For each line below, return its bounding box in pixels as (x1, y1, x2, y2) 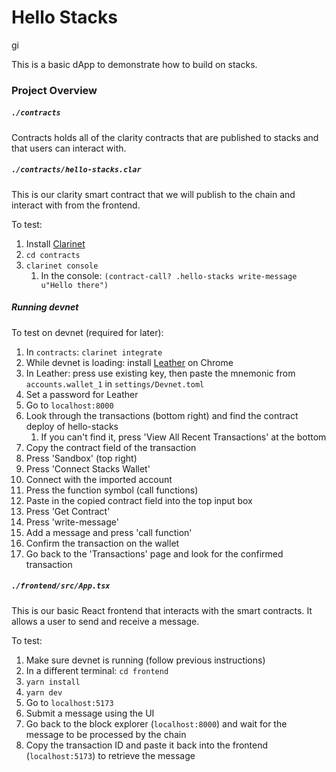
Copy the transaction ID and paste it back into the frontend (25, 739, 269, 751)
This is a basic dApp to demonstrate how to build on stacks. (11, 58, 258, 70)
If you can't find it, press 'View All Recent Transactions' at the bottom (40, 431, 327, 443)
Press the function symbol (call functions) (25, 484, 199, 496)
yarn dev (25, 687, 63, 698)
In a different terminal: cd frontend (25, 664, 169, 676)
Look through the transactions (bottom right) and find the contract (25, 409, 299, 421)
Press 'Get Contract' (25, 505, 111, 517)
